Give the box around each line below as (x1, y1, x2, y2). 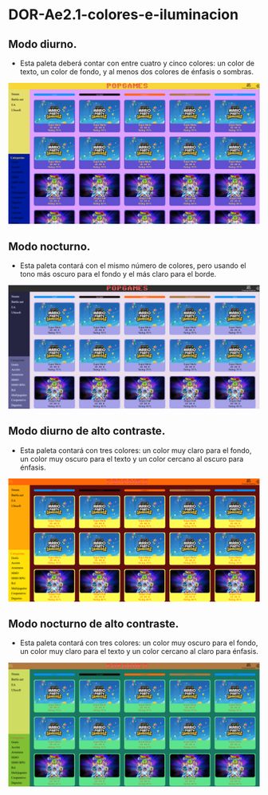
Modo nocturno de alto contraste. (8, 616, 179, 631)
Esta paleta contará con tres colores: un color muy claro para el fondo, (19, 445, 252, 455)
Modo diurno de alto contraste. (8, 424, 166, 438)
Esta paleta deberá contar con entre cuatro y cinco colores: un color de (19, 58, 255, 68)
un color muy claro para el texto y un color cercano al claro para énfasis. (19, 647, 259, 656)
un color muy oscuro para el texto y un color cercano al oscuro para (19, 454, 244, 463)
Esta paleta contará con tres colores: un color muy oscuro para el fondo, (19, 638, 258, 647)
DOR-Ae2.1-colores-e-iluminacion (8, 6, 239, 24)
